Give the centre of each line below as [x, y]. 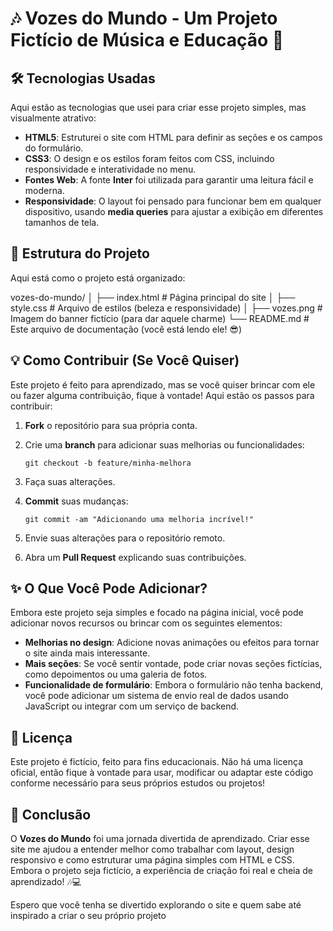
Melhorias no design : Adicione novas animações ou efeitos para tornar [172, 643]
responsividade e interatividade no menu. [110, 169]
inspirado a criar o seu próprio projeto [88, 916]
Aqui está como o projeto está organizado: [98, 278]
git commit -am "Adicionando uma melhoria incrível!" [139, 519]
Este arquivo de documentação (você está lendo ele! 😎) [126, 329]
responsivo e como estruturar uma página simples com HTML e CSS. [152, 860]
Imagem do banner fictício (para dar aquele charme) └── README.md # [160, 318]
